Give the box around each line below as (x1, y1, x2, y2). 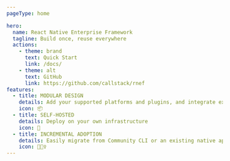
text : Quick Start (24, 54, 78, 62)
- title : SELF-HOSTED (12, 112, 75, 119)
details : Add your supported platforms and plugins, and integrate (19, 99, 216, 106)
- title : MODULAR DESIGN (12, 92, 84, 99)
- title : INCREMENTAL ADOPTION (12, 131, 102, 138)
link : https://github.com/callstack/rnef (24, 79, 146, 86)
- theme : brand (19, 48, 62, 55)
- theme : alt (19, 66, 56, 74)
